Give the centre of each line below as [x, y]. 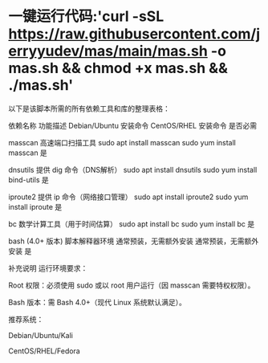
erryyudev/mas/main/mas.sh [108, 51]
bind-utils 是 [29, 179]
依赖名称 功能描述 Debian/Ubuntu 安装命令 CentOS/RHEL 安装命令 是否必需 [133, 125]
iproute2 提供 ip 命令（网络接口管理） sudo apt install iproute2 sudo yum [128, 197]
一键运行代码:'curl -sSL [86, 16]
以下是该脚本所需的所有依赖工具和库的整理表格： [89, 108]
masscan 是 [28, 153]
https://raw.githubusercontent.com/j [134, 34]
